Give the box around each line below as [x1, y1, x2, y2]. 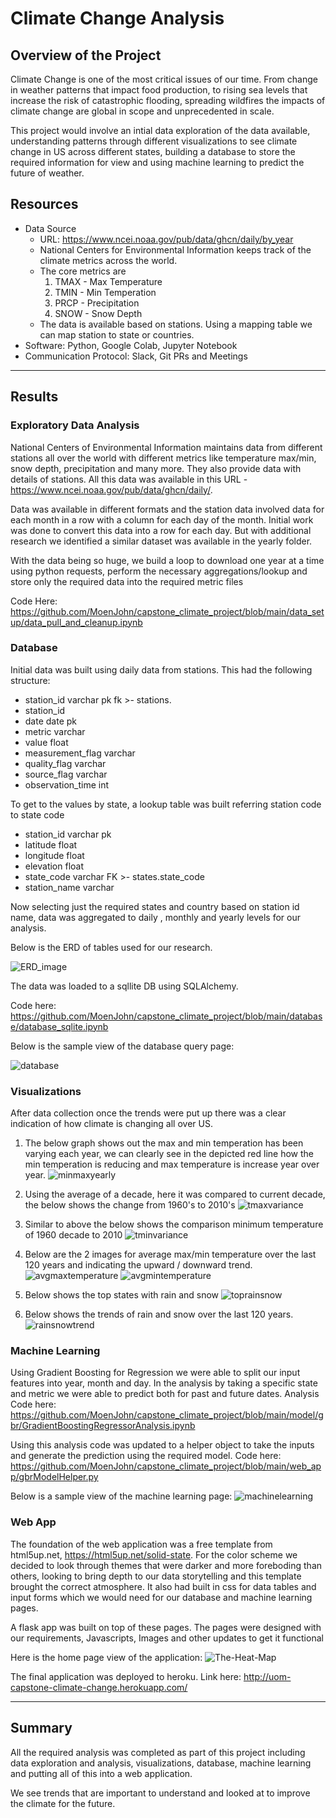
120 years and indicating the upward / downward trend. [24, 1259, 253, 1271]
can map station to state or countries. [39, 328, 195, 341]
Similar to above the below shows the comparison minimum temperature [24, 1218, 324, 1231]
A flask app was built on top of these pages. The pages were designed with [10, 1621, 322, 1633]
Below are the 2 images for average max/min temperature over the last [24, 1248, 317, 1261]
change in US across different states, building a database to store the [10, 146, 296, 157]
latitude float [24, 838, 78, 851]
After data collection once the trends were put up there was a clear [10, 1107, 287, 1119]
